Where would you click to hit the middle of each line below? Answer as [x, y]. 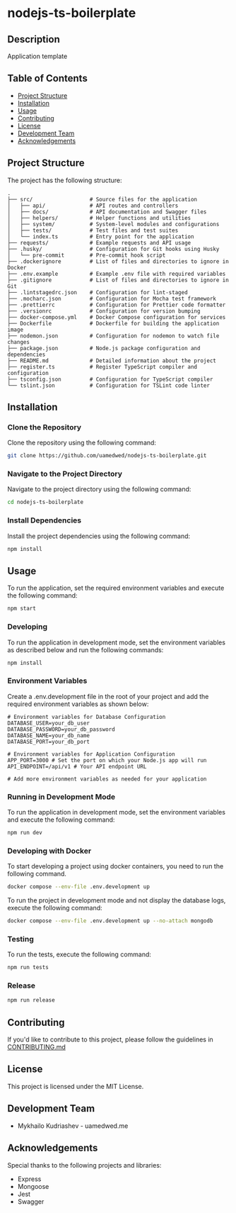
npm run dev [25, 832]
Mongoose [33, 1186]
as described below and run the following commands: [85, 649]
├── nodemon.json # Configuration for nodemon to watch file [113, 336]
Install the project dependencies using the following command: [99, 536]
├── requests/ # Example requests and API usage [99, 242]
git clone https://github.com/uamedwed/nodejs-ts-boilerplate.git [107, 456]
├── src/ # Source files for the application [102, 199]
